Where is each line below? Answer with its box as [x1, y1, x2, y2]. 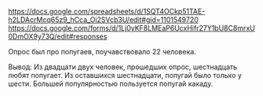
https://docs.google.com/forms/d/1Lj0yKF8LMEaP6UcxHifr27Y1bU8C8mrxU [8, 24, 255, 32]
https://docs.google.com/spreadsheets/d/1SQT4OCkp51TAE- [8, 7, 206, 16]
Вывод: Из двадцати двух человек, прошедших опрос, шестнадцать [8, 62, 238, 72]
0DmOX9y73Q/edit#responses [8, 31, 108, 41]
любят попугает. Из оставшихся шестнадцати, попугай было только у [8, 71, 242, 79]
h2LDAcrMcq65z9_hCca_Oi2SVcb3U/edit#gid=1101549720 [8, 15, 199, 24]
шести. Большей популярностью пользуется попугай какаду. [8, 79, 214, 88]
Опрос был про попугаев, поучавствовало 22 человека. [8, 47, 196, 56]
